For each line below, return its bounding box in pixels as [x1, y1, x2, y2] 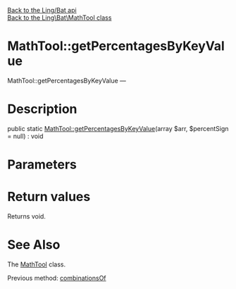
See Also [7, 237, 61, 253]
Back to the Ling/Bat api [7, 6, 77, 14]
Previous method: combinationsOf [7, 273, 107, 282]
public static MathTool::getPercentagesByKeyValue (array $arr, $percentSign [7, 124, 229, 133]
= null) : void [7, 132, 44, 140]
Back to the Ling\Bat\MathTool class [7, 13, 112, 22]
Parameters [7, 156, 77, 173]
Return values [7, 189, 91, 205]
